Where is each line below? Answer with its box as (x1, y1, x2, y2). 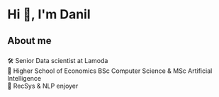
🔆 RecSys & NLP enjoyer (7, 81, 79, 90)
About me (7, 35, 52, 47)
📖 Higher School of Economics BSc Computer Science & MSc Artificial (7, 67, 213, 75)
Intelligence (7, 74, 41, 82)
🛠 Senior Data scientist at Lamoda (7, 56, 108, 64)
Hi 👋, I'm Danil (7, 6, 91, 23)
